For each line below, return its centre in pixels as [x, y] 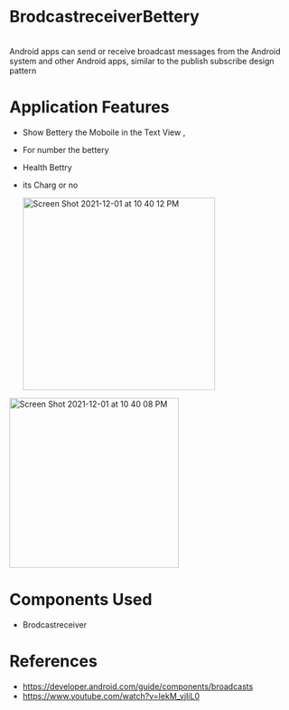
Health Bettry [47, 167]
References [53, 661]
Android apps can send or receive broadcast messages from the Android [145, 51]
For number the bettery [66, 149]
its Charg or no [50, 185]
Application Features [89, 107]
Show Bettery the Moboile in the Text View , [104, 132]
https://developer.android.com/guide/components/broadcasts [138, 686]
